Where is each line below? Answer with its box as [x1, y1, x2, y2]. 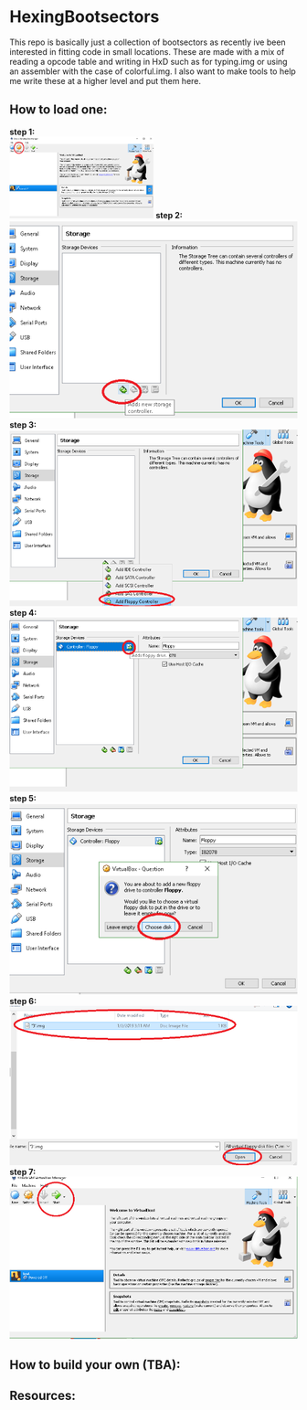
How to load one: [9, 102, 108, 118]
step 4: [9, 607, 37, 618]
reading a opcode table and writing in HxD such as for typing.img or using [9, 56, 288, 67]
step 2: [154, 210, 183, 221]
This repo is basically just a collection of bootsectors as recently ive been [9, 37, 286, 48]
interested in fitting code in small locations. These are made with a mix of [9, 46, 285, 57]
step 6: [9, 996, 37, 1007]
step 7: [9, 1167, 37, 1178]
